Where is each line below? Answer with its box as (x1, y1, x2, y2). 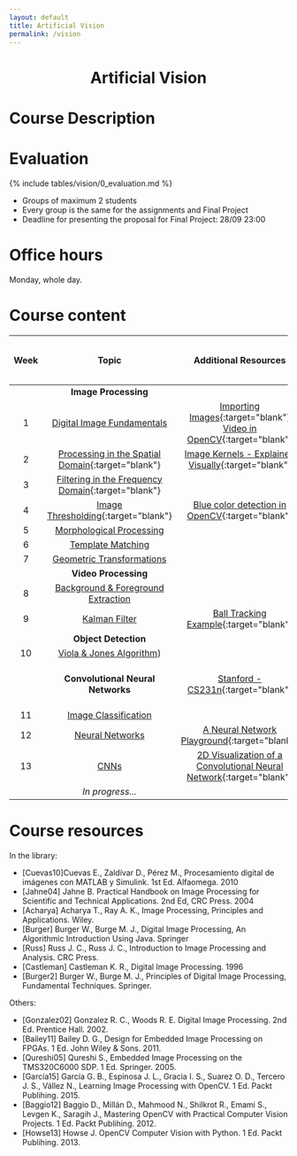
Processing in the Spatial (57, 447, 162, 460)
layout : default (9, 12, 69, 22)
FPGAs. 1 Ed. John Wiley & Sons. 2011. (21, 1043, 162, 1053)
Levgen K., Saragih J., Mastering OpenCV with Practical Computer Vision (21, 1108, 288, 1119)
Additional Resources (193, 353, 286, 366)
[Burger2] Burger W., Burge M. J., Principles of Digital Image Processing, (21, 971, 287, 981)
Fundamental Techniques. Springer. (21, 980, 152, 990)
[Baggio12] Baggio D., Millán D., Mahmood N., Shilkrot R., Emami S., (21, 1099, 268, 1110)
